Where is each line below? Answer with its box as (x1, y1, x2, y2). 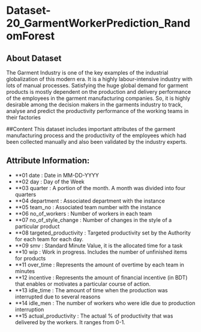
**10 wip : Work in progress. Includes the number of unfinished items (14, 248, 188, 256)
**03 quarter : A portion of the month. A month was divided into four (14, 184, 186, 191)
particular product (14, 223, 60, 230)
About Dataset (6, 53, 62, 63)
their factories (6, 114, 41, 121)
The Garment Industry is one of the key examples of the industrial (6, 69, 169, 76)
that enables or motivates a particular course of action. (14, 280, 151, 287)
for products (14, 254, 46, 262)
